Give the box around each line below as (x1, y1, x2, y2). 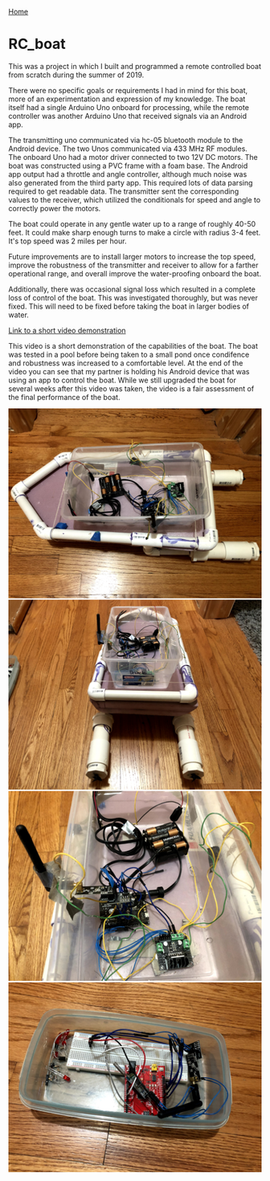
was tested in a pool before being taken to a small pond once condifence (8, 349, 250, 359)
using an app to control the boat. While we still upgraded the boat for (8, 375, 237, 385)
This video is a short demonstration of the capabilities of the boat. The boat (8, 341, 259, 350)
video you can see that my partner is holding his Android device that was (8, 366, 250, 376)
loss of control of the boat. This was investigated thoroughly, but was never (8, 292, 259, 302)
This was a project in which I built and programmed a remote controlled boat (8, 61, 261, 71)
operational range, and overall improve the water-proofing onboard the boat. (8, 268, 262, 278)
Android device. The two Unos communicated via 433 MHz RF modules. (8, 144, 247, 153)
